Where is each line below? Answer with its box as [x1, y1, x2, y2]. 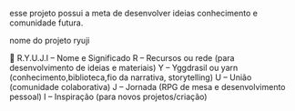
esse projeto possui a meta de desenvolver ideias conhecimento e [9, 8, 258, 18]
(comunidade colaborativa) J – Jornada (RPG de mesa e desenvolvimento [9, 82, 286, 92]
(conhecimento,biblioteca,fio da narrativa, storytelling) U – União [9, 72, 252, 83]
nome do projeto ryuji [9, 35, 90, 45]
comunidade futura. [9, 17, 84, 28]
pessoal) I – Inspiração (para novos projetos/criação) [9, 91, 208, 102]
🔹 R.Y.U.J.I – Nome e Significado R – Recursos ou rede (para [9, 53, 235, 63]
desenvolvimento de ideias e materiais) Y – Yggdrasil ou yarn [9, 63, 239, 73]
